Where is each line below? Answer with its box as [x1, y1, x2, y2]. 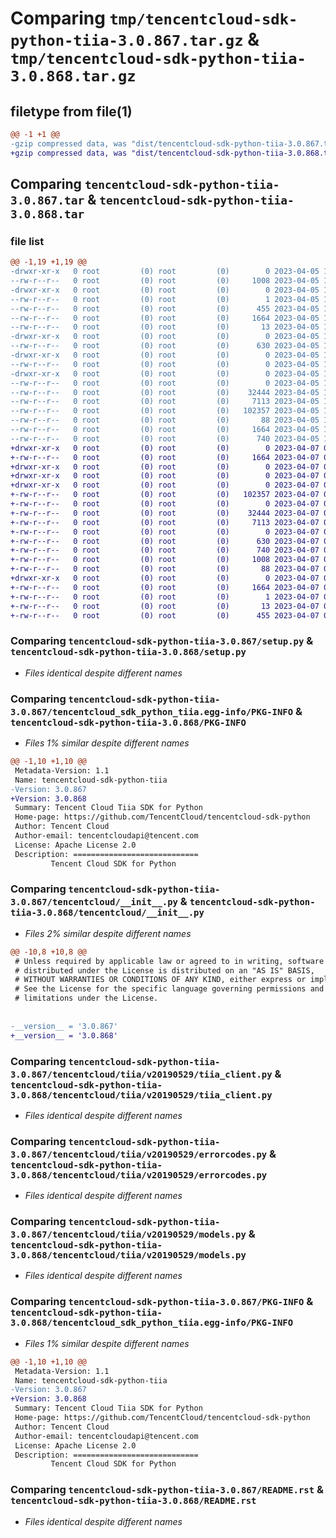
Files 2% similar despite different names [24, 927, 192, 939]
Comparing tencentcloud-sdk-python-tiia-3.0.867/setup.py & [10, 634, 314, 648]
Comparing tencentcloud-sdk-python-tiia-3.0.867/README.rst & [10, 1483, 324, 1497]
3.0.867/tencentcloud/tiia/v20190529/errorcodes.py [10, 1148, 268, 1160]
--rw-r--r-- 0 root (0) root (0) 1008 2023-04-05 [10, 276, 320, 286]
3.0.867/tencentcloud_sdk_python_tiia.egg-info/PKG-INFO [10, 706, 294, 717]
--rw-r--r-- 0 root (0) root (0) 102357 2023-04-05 [10, 406, 320, 416]
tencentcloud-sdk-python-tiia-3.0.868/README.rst [10, 1495, 257, 1507]
